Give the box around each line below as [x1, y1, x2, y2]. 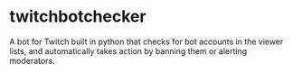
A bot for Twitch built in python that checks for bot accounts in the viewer [9, 36, 284, 47]
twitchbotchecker [9, 6, 146, 27]
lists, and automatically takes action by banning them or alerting [9, 45, 248, 56]
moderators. [9, 55, 56, 66]
